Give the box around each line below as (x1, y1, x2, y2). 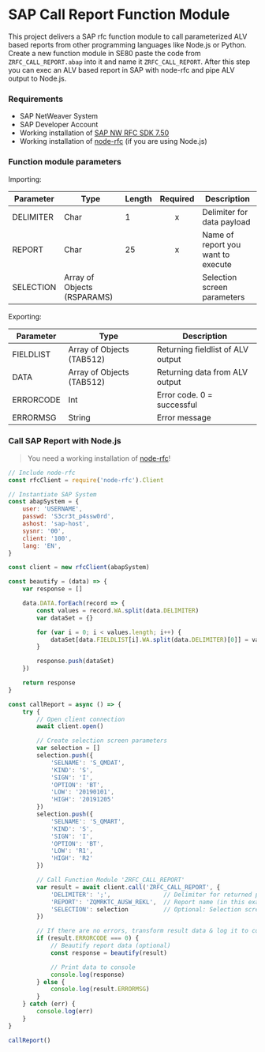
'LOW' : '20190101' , (50, 788, 114, 796)
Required (159, 193, 195, 204)
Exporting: (8, 311, 42, 321)
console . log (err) (36, 1008, 93, 1016)
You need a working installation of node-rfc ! (27, 453, 171, 463)
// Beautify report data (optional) (50, 942, 171, 950)
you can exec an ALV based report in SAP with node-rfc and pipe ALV (8, 65, 235, 74)
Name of (202, 229, 234, 240)
